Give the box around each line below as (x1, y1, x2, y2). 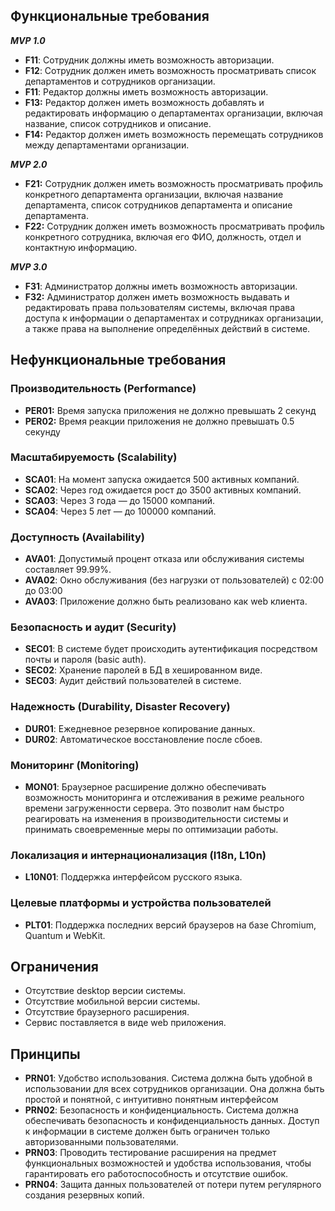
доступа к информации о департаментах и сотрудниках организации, (24, 312, 324, 324)
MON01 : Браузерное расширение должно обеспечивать (24, 780, 267, 793)
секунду (24, 425, 61, 438)
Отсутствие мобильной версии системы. (24, 995, 201, 1008)
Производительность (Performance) (10, 382, 197, 396)
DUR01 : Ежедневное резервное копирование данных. (24, 722, 256, 734)
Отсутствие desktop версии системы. (24, 985, 187, 997)
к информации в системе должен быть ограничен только (24, 1125, 271, 1138)
